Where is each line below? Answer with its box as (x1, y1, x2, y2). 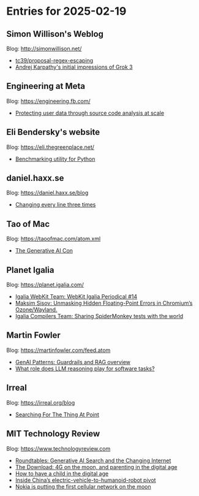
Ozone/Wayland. (15, 306, 58, 313)
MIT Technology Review (6, 429, 100, 439)
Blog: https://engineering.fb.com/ (6, 97, 91, 105)
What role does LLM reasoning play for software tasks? (15, 365, 155, 372)
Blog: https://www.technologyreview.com (6, 444, 111, 452)
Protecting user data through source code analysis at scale (15, 109, 164, 116)
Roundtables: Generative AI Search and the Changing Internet (15, 457, 171, 464)
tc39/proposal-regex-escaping (15, 57, 94, 64)
